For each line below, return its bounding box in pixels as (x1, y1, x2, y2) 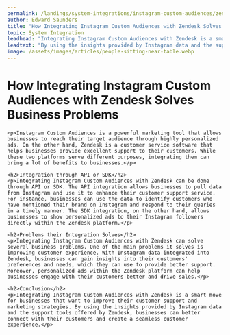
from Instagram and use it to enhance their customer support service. (7, 189, 216, 196)
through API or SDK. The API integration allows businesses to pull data (7, 183, 222, 190)
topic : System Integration (7, 29, 84, 36)
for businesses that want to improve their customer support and (7, 297, 197, 304)
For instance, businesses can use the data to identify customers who (7, 195, 213, 202)
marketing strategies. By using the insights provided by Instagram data (7, 303, 222, 310)
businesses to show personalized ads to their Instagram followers (7, 213, 204, 220)
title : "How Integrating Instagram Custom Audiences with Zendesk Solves (7, 23, 222, 29)
